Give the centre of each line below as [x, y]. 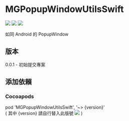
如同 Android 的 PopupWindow [37, 34]
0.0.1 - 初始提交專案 [25, 64]
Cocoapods [20, 96]
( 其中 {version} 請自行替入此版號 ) [44, 113]
